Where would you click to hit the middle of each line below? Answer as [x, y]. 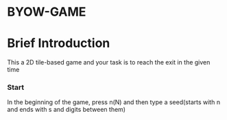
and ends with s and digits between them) [66, 110]
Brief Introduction [59, 44]
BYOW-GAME [47, 12]
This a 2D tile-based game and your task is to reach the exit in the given [109, 62]
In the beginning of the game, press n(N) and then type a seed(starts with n [114, 102]
